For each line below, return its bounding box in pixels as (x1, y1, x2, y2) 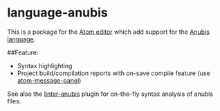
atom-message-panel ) (17, 76, 82, 84)
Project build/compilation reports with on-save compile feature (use (17, 69, 210, 77)
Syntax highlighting (17, 61, 73, 70)
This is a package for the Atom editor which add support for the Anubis (7, 28, 210, 36)
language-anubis (7, 5, 109, 21)
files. (7, 97, 21, 105)
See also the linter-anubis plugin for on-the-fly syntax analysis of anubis (7, 90, 213, 98)
